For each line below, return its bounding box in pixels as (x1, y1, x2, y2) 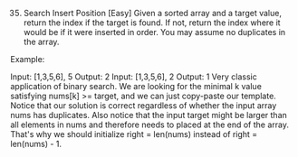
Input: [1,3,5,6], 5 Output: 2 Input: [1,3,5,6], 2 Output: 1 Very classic (10, 71, 257, 82)
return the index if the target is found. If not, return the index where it (23, 17, 281, 28)
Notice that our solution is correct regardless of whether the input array (10, 100, 277, 111)
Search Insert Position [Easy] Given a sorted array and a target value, (23, 8, 282, 18)
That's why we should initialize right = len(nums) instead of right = (10, 129, 258, 139)
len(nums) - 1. (10, 139, 62, 149)
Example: (10, 54, 45, 64)
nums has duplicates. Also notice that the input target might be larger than (10, 110, 288, 120)
